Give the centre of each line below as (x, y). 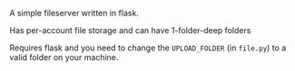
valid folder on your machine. (64, 57)
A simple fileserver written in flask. (74, 13)
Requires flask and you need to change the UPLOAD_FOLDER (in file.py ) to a (148, 48)
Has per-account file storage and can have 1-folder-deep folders (130, 30)
